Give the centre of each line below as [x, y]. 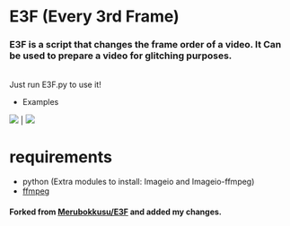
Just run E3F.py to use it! [55, 85]
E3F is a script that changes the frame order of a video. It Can [145, 45]
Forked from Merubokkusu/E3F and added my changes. [116, 212]
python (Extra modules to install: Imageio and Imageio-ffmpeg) [138, 182]
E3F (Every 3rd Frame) [94, 17]
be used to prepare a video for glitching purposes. [121, 56]
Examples [40, 102]
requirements [61, 156]
